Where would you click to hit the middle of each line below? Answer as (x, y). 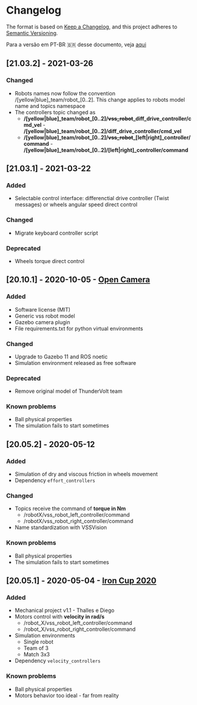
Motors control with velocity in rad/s (59, 617)
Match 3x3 (37, 655)
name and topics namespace (50, 106)
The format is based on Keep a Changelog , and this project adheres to (92, 27)
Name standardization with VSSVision (61, 527)
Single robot (38, 642)
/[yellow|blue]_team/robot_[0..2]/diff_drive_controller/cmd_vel (102, 131)
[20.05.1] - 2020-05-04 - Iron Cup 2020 (81, 581)
